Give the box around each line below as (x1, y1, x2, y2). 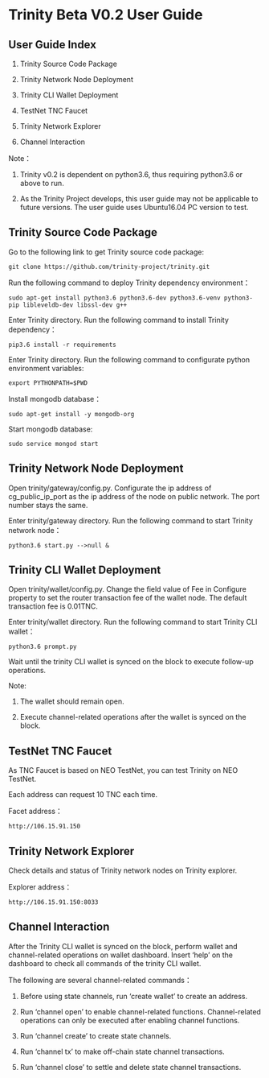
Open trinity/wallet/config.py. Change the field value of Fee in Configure (8, 584, 247, 594)
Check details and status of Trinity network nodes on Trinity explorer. (8, 865, 238, 875)
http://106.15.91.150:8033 (8, 898, 99, 907)
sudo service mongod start (8, 440, 99, 448)
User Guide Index (8, 38, 96, 52)
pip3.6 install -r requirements (8, 341, 116, 349)
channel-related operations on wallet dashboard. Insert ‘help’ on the (8, 950, 234, 960)
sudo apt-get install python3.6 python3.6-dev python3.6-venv (8, 294, 221, 302)
